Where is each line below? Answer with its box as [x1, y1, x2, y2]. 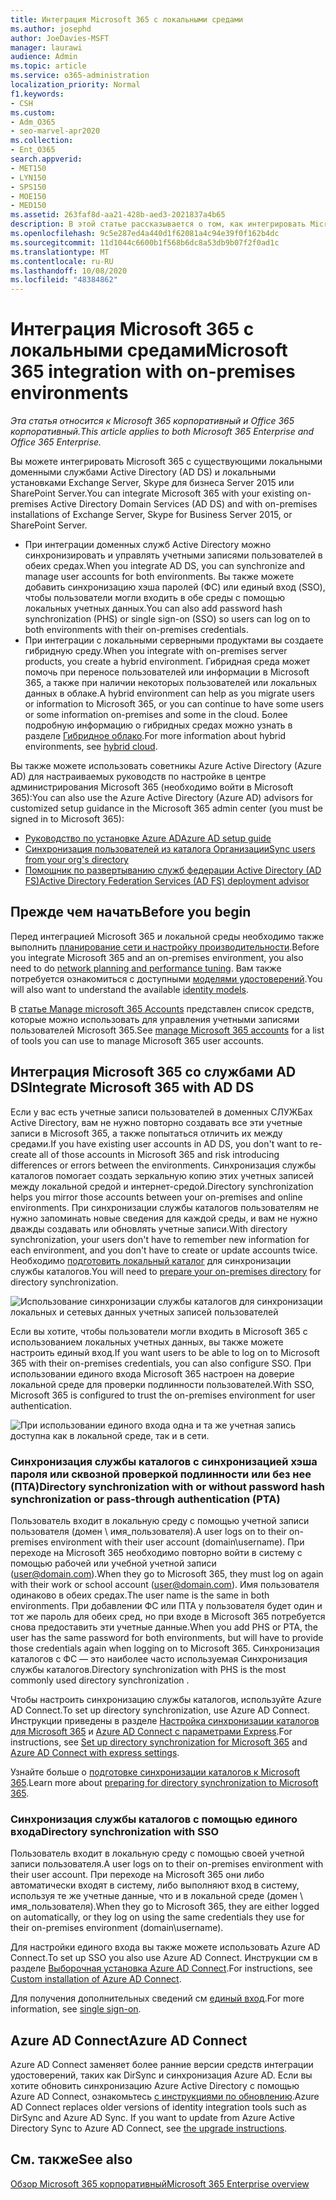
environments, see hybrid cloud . [24, 741, 158, 753]
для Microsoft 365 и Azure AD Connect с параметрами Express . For [10, 1725, 293, 1737]
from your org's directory [24, 854, 129, 866]
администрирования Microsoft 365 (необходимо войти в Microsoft [10, 781, 294, 793]
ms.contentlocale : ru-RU [10, 256, 114, 266]
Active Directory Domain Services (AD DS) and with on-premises [50, 498, 318, 510]
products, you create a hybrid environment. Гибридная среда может [24, 656, 311, 668]
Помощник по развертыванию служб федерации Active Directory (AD [24, 864, 322, 876]
